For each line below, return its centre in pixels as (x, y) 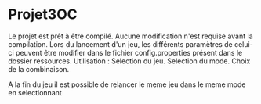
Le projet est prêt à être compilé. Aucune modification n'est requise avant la (130, 36)
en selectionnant (35, 92)
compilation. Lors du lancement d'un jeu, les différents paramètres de (120, 44)
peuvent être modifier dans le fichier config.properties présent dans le (129, 52)
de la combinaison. (39, 69)
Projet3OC (43, 14)
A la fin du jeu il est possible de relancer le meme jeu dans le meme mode (127, 84)
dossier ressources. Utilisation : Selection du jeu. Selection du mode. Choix (129, 61)
